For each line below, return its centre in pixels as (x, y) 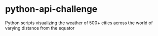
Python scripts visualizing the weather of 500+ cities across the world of (79, 23)
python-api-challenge (51, 9)
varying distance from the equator (40, 28)
